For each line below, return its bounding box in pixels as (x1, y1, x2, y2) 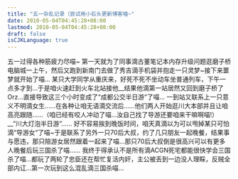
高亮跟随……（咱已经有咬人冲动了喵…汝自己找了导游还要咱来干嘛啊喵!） (7, 111, 219, 119)
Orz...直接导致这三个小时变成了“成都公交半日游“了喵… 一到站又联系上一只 (7, 93, 223, 102)
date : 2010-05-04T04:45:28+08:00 (7, 17, 107, 24)
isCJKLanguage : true (7, 37, 69, 44)
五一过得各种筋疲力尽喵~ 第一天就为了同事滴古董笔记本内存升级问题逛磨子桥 (7, 58, 232, 66)
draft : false (7, 30, 46, 38)
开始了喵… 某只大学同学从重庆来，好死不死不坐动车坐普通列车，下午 (19, 75, 220, 84)
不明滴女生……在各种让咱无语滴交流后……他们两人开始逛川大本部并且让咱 (13, 102, 229, 110)
